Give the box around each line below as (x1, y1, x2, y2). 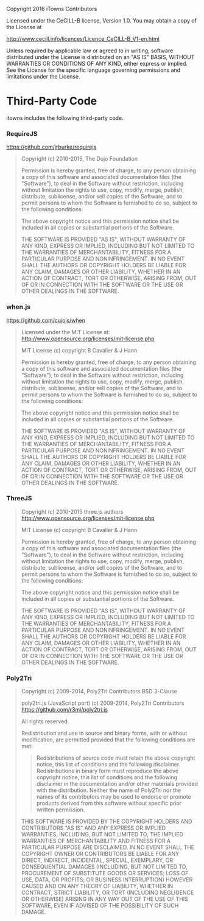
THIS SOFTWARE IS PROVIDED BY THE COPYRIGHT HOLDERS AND (21, 818, 192, 825)
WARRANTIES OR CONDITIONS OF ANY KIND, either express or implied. (6, 60, 188, 67)
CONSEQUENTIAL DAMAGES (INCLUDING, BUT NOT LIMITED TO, (21, 863, 188, 870)
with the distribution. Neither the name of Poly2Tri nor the (36, 786, 181, 794)
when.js (6, 303, 31, 311)
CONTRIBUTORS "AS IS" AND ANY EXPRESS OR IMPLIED (21, 824, 166, 832)
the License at (6, 24, 42, 30)
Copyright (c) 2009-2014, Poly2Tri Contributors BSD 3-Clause (21, 688, 178, 695)
